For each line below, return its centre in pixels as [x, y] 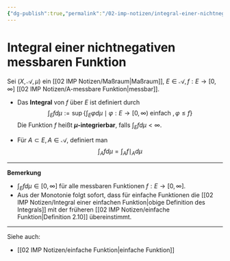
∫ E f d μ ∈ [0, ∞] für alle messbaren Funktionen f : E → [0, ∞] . [101, 186]
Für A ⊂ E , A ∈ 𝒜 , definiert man [62, 140]
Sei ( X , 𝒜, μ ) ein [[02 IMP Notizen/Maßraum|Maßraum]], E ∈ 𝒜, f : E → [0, [112, 81]
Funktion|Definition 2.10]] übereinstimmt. [74, 216]
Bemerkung [24, 172]
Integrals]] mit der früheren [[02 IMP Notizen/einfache [93, 209]
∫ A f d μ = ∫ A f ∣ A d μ [120, 152]
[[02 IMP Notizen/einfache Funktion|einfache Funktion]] [95, 250]
